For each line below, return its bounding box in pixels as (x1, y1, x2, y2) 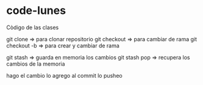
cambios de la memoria (6, 60, 65, 67)
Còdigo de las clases (6, 24, 59, 31)
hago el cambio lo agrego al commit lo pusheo (6, 72, 123, 79)
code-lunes (6, 4, 66, 18)
